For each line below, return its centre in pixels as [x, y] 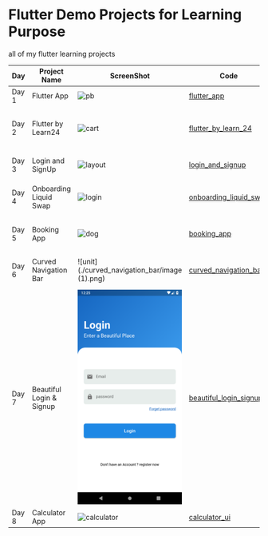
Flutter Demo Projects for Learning [125, 15]
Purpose [37, 32]
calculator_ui [210, 517]
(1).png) [91, 279]
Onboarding [51, 189]
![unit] [88, 262]
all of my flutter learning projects [62, 54]
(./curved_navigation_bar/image [130, 270]
